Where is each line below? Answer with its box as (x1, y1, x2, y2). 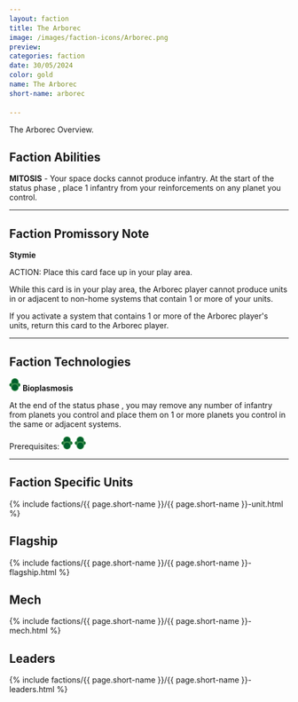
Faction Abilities (9, 149, 101, 164)
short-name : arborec (9, 89, 86, 98)
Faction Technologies (9, 354, 131, 369)
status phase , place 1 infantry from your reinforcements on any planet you (9, 183, 281, 193)
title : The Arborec (9, 23, 82, 33)
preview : (9, 43, 42, 51)
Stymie (9, 249, 36, 261)
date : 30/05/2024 (9, 61, 74, 70)
